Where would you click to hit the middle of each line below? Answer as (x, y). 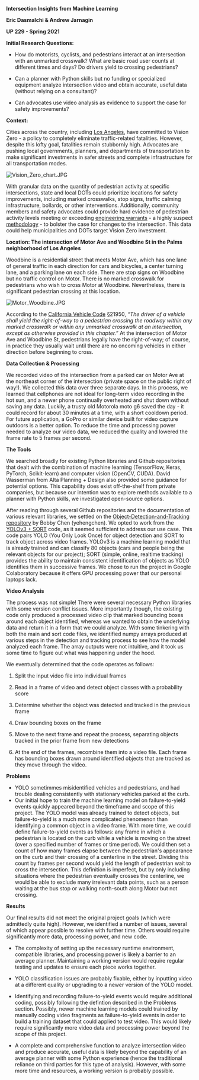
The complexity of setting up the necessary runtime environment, (94, 948)
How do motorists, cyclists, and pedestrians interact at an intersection (100, 55)
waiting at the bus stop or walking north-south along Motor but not (96, 888)
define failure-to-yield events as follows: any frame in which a (90, 832)
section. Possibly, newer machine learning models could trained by (96, 1009)
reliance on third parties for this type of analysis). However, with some (100, 1064)
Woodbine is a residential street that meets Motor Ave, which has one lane (97, 260)
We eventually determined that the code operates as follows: (80, 664)
